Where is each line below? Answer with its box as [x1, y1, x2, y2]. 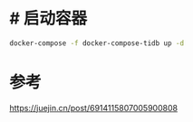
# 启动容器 [9, 8, 88, 29]
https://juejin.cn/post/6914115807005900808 [9, 102, 179, 113]
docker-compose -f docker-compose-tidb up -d [9, 38, 184, 48]
